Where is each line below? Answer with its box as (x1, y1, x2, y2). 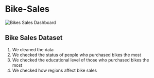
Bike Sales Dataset (5, 34, 63, 42)
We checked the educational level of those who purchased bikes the (12, 57, 149, 63)
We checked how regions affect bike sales (12, 67, 97, 73)
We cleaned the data (12, 46, 54, 52)
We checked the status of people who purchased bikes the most (12, 52, 141, 58)
